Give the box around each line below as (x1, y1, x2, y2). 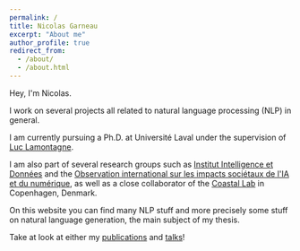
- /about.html (17, 64, 70, 73)
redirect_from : (9, 47, 66, 56)
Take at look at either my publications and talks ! (9, 231, 185, 242)
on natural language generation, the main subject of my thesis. (9, 214, 240, 225)
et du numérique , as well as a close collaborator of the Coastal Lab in (9, 177, 265, 188)
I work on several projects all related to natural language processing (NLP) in (9, 105, 292, 116)
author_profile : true (9, 38, 90, 48)
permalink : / (9, 13, 58, 22)
